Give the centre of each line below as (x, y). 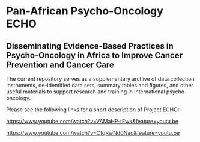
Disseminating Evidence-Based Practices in (90, 46)
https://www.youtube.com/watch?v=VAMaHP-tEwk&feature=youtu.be (92, 121)
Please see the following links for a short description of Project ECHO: (93, 110)
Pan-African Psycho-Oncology (85, 11)
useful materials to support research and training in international (86, 92)
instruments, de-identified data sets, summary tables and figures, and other (100, 85)
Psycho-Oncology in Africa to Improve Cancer (95, 55)
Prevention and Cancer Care (60, 64)
